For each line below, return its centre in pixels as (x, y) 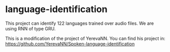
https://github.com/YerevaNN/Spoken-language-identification (70, 43)
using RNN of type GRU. (30, 28)
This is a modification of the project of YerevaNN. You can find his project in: (85, 38)
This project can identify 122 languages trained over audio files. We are (79, 23)
